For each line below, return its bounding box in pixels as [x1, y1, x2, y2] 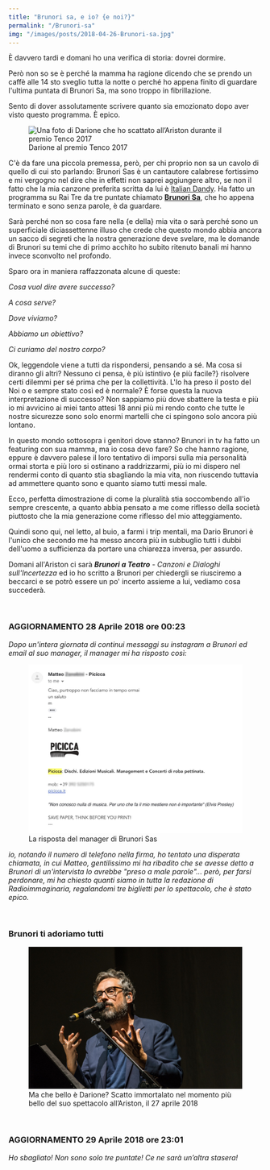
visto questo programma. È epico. [8, 110, 121, 120]
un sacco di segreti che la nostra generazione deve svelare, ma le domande [8, 234, 260, 243]
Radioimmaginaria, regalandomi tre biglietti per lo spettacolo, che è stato [8, 883, 252, 894]
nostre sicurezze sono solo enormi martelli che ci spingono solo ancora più [8, 412, 258, 421]
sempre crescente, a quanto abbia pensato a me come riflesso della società [8, 503, 260, 512]
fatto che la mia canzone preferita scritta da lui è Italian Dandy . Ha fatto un [8, 184, 255, 193]
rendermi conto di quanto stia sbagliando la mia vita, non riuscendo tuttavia [8, 470, 259, 479]
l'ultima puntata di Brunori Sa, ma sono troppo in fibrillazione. [8, 85, 212, 96]
